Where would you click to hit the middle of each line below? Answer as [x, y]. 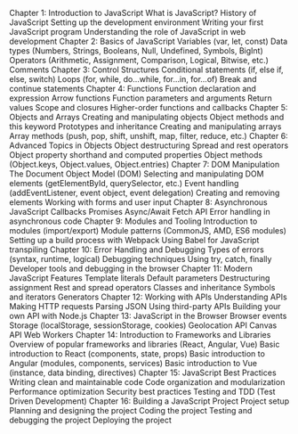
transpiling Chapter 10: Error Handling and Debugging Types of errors [137, 250]
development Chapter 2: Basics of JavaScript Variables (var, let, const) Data [149, 41]
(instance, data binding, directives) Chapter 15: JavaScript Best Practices [143, 373]
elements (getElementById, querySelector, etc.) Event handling [124, 183]
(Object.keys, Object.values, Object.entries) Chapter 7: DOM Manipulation [145, 164]
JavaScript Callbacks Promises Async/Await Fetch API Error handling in [140, 212]
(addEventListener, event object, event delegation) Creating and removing [145, 192]
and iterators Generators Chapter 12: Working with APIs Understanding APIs [148, 297]
